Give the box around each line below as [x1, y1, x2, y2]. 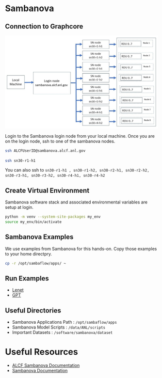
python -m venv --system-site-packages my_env [5, 214, 101, 220]
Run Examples [5, 274, 49, 283]
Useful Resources [5, 346, 79, 358]
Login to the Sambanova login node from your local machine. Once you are [5, 133, 155, 139]
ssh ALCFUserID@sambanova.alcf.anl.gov [5, 148, 86, 153]
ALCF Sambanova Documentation [12, 362, 80, 368]
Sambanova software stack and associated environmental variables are [5, 199, 148, 205]
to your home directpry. [5, 251, 52, 257]
